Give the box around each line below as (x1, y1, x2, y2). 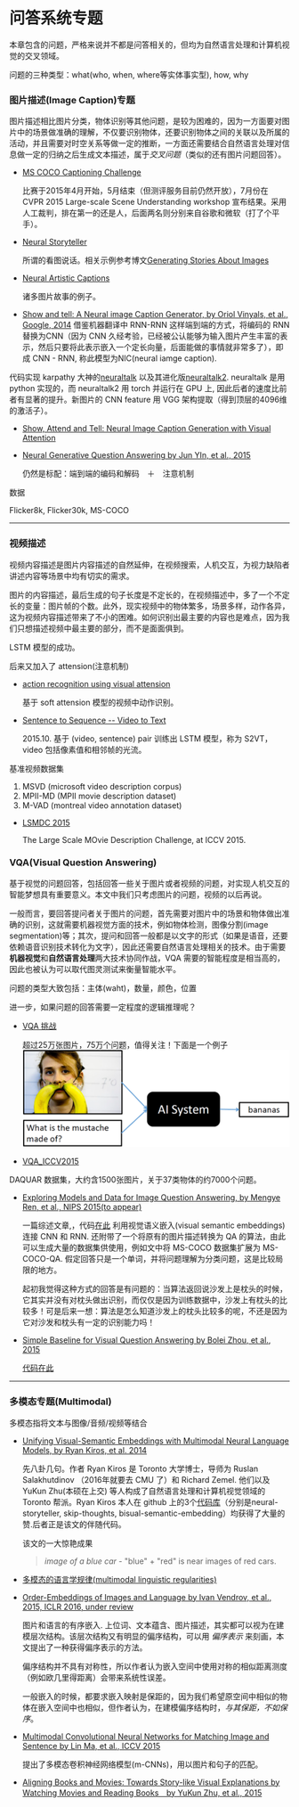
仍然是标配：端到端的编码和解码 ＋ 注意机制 (21, 469, 194, 479)
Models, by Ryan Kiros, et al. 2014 (21, 1444, 148, 1455)
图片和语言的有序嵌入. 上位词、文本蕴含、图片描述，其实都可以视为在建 (21, 1619, 285, 1631)
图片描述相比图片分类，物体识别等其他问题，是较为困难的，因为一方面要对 (9, 116, 282, 127)
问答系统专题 (9, 8, 104, 29)
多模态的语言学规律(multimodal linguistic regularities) (21, 1574, 217, 1584)
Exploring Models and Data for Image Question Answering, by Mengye (21, 1192, 281, 1203)
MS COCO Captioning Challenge (21, 167, 141, 178)
